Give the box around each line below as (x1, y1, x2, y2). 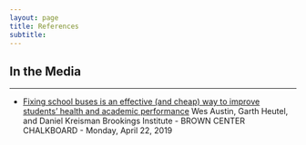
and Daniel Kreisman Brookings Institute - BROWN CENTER (22, 115, 246, 127)
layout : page (9, 13, 59, 23)
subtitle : (9, 30, 47, 39)
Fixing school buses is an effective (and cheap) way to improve (22, 96, 260, 107)
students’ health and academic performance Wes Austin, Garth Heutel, (22, 106, 289, 117)
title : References (9, 22, 79, 31)
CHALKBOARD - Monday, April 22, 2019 (22, 125, 173, 136)
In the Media (9, 63, 82, 79)
